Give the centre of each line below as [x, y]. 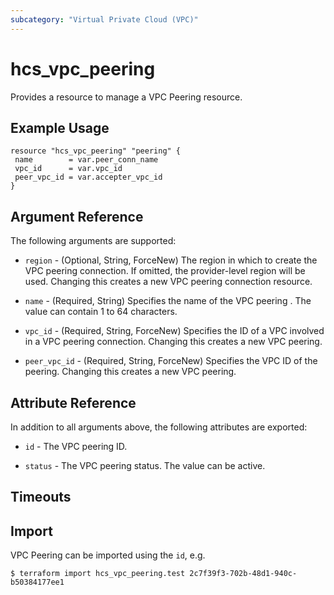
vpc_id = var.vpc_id [68, 169]
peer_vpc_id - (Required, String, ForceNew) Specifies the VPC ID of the [171, 361]
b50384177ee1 [37, 582]
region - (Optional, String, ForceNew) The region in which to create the [171, 260]
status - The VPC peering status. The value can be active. [145, 465]
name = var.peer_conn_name [86, 160]
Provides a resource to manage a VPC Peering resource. [126, 97]
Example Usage [60, 127]
